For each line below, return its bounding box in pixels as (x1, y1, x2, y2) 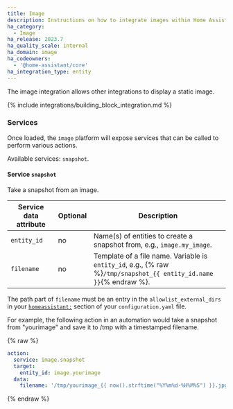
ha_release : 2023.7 (7, 36, 64, 43)
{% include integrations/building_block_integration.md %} (7, 101, 173, 109)
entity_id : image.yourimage (19, 369, 101, 376)
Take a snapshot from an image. (7, 186, 99, 194)
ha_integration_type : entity (7, 68, 92, 75)
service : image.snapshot (13, 356, 85, 363)
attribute (16, 220, 46, 229)
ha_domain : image (7, 49, 58, 56)
